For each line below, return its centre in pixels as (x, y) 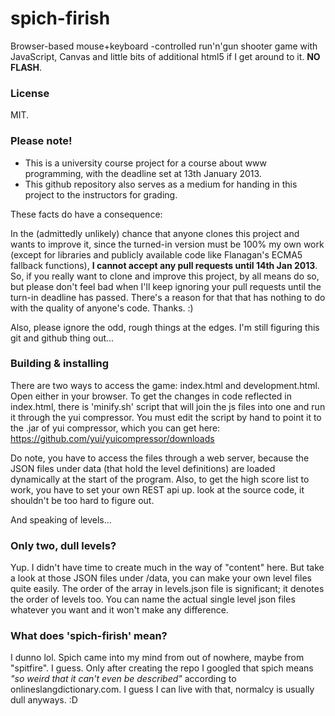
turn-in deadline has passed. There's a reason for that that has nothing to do (168, 297)
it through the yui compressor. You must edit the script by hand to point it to (166, 417)
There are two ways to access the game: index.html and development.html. (165, 385)
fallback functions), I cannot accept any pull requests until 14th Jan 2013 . (164, 265)
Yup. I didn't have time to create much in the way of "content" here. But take (167, 568)
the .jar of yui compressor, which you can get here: (115, 428)
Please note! (41, 141)
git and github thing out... (62, 338)
